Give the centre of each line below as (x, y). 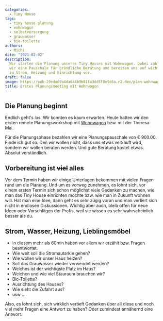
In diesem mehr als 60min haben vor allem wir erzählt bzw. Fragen (78, 243)
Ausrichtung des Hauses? (38, 284)
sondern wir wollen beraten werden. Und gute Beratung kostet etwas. (75, 148)
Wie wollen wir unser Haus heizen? (47, 258)
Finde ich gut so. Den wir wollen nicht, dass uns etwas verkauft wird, (74, 143)
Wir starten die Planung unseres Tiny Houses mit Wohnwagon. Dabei (79, 64)
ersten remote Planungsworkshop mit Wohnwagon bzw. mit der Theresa (77, 123)
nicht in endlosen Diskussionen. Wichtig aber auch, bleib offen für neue (76, 206)
